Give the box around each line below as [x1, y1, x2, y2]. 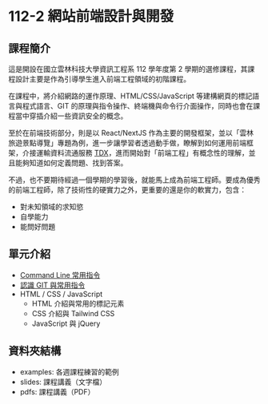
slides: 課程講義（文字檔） [19, 377, 107, 386]
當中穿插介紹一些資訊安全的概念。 [14, 111, 128, 121]
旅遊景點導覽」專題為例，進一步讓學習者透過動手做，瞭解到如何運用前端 [8, 138, 246, 148]
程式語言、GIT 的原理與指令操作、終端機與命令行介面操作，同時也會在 [22, 101, 254, 110]
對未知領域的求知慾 [19, 202, 84, 212]
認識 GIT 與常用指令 [19, 280, 86, 290]
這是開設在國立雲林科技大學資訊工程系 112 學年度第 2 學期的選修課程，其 [8, 65, 248, 73]
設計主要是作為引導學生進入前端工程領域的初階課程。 [14, 74, 190, 84]
